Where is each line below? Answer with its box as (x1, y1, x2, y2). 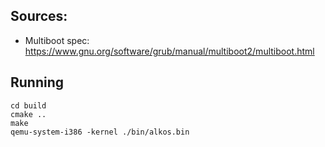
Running (10, 74, 65, 91)
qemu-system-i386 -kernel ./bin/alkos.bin (10, 127, 190, 137)
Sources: (10, 8, 68, 25)
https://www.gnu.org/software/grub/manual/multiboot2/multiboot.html (24, 45, 315, 57)
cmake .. (10, 109, 47, 119)
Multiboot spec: (24, 34, 90, 46)
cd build (10, 100, 47, 111)
